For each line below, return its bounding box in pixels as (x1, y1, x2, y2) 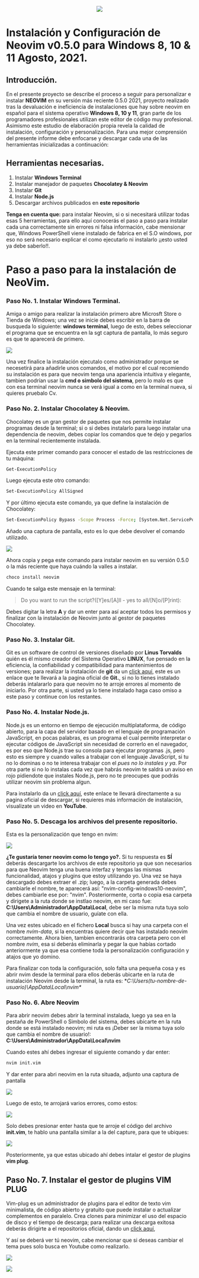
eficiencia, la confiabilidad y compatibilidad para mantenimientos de (6, 662, 172, 669)
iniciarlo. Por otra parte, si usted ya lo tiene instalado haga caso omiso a (6, 687, 182, 694)
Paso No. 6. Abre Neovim (6, 998, 79, 1006)
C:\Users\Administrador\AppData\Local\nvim (6, 1037, 121, 1044)
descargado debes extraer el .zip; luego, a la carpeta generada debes (6, 879, 176, 886)
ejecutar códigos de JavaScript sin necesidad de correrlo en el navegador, (6, 740, 188, 747)
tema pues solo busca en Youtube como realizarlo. (6, 1242, 130, 1250)
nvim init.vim (6, 1060, 41, 1066)
